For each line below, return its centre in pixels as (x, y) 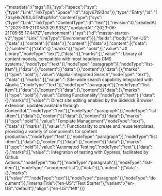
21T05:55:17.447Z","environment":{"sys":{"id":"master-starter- (67, 33)
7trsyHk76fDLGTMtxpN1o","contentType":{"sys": (54, 17)
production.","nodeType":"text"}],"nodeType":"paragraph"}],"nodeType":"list (81, 137)
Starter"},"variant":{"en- (111, 183)
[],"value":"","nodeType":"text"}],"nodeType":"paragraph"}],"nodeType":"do (81, 178)
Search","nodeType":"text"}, (122, 74)
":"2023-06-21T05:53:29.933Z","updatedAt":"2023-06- (61, 28)
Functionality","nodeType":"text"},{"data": (114, 95)
